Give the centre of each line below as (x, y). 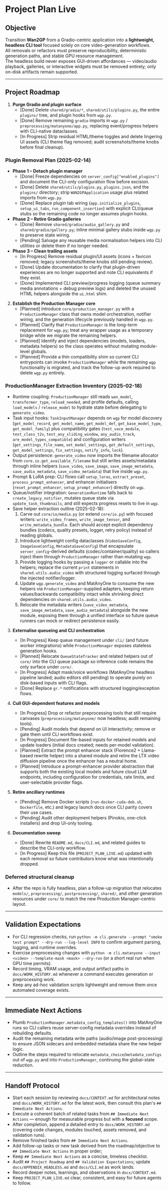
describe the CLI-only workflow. (53, 848)
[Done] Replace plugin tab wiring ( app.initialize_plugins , (80, 203)
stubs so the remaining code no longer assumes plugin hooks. (84, 214)
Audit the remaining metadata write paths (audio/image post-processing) (87, 1038)
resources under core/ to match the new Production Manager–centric (84, 899)
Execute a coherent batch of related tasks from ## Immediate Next (80, 1114)
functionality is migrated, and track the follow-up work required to (88, 368)
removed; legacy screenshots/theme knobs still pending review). (86, 262)
